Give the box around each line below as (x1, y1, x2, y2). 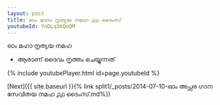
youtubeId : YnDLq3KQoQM (7, 23, 76, 30)
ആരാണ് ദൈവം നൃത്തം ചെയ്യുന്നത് (16, 56, 115, 64)
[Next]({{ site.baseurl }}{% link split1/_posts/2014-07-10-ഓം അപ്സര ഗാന (7, 82, 213, 91)
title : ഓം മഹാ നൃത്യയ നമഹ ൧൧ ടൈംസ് (7, 16, 122, 23)
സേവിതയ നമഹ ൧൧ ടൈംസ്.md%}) (7, 90, 111, 98)
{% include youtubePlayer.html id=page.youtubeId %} (7, 69, 160, 78)
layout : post (7, 10, 45, 17)
